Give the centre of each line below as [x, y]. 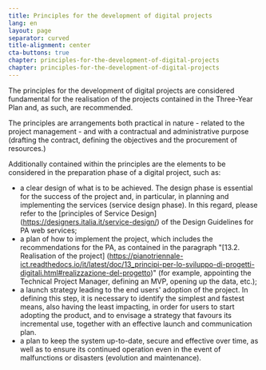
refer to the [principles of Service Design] [88, 213]
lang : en [23, 23]
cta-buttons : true [39, 53]
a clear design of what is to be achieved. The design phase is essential [136, 188]
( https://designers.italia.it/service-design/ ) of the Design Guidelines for [137, 221]
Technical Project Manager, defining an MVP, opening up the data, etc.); [139, 281]
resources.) [27, 148]
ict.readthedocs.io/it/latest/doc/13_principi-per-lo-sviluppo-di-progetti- [137, 264]
